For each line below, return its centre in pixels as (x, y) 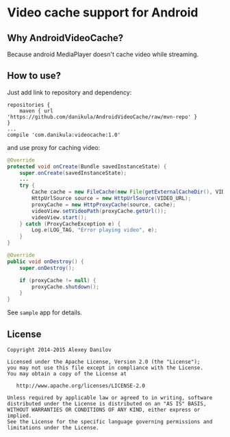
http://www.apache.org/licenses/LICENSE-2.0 (81, 386)
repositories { (29, 105)
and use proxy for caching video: (54, 147)
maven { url (36, 111)
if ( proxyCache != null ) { (58, 280)
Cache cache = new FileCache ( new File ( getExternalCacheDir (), (122, 192)
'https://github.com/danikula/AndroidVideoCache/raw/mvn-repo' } (102, 117)
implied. (20, 416)
